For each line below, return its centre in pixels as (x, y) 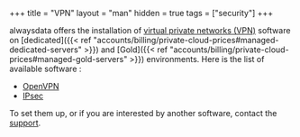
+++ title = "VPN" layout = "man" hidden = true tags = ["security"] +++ (141, 13)
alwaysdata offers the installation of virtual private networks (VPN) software (150, 30)
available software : (45, 68)
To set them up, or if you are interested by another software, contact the (143, 113)
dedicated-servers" (46, 50)
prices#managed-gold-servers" (68, 59)
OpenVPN (41, 86)
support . (25, 123)
